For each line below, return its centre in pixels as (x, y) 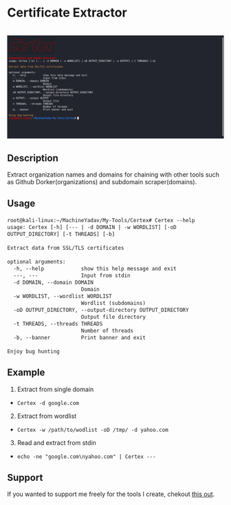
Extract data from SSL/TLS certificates (66, 248)
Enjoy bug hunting (33, 351)
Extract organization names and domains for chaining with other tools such (113, 175)
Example (26, 373)
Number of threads (107, 330)
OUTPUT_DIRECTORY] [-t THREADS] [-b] (61, 234)
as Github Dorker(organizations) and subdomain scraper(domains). (102, 181)
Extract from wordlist (47, 416)
